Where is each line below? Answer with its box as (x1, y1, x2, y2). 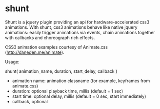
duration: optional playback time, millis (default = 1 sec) (12, 88, 123, 94)
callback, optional (12, 98, 48, 104)
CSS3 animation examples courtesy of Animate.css (5, 44, 108, 50)
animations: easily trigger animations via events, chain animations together (5, 29, 155, 35)
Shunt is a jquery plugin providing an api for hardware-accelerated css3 (5, 19, 150, 25)
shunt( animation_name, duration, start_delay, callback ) (5, 68, 118, 74)
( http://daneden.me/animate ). (5, 49, 64, 55)
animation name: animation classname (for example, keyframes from (12, 78, 150, 84)
